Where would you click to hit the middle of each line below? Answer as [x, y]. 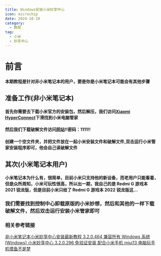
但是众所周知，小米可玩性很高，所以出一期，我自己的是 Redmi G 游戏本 [77, 184]
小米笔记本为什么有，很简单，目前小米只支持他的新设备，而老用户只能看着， [82, 177]
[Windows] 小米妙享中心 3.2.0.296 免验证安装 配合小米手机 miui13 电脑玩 [78, 242]
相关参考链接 [20, 225]
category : [15, 23]
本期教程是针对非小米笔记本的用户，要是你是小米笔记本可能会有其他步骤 [77, 81]
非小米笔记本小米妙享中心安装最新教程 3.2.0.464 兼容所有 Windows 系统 [78, 237]
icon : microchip [21, 14]
